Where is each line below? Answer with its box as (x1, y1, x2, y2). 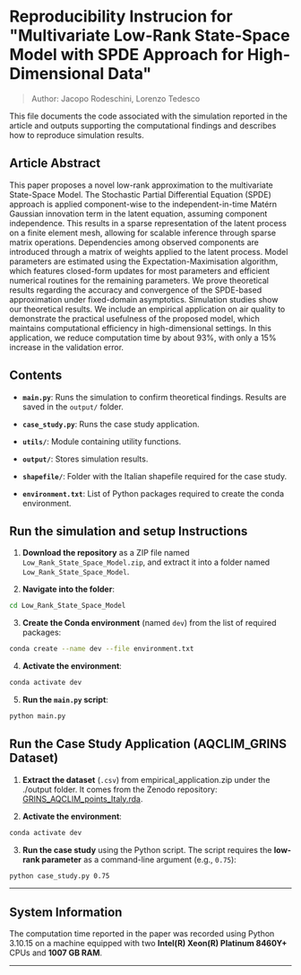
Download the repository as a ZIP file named (21, 548, 190, 558)
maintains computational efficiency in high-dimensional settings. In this (9, 322, 271, 333)
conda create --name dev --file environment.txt (9, 645, 194, 654)
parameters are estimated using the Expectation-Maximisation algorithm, (9, 256, 279, 267)
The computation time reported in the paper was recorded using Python (9, 928, 275, 939)
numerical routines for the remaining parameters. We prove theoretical (9, 275, 269, 285)
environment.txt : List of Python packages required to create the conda (21, 487, 285, 499)
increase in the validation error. (9, 341, 124, 352)
